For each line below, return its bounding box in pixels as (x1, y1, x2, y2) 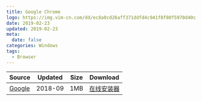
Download (90, 73, 120, 82)
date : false (11, 37, 42, 43)
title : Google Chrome (6, 8, 61, 15)
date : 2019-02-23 (6, 20, 50, 26)
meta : (6, 31, 20, 37)
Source (9, 73, 31, 82)
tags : (6, 48, 20, 54)
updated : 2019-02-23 (6, 25, 59, 32)
